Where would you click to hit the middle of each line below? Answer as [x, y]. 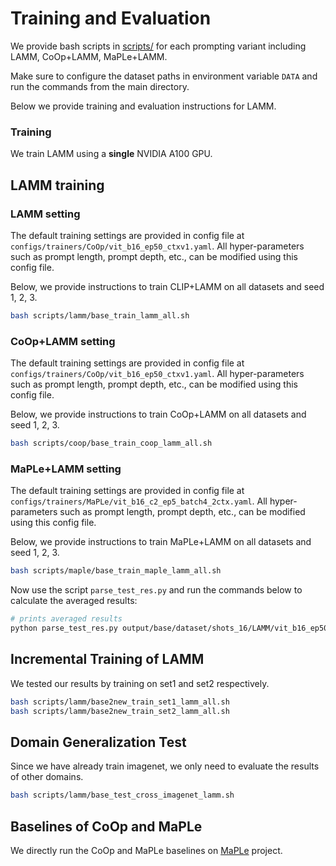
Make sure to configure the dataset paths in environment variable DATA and [164, 76]
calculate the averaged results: [74, 601]
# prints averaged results [66, 619]
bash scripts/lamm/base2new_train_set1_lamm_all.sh [120, 702]
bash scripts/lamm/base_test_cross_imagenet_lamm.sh [122, 795]
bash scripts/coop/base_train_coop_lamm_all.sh [111, 443]
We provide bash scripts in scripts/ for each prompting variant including [158, 46]
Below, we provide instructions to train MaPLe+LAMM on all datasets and [161, 542]
